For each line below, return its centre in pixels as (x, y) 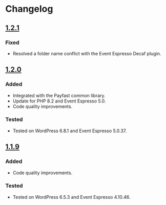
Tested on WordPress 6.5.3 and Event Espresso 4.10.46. (71, 197)
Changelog (29, 9)
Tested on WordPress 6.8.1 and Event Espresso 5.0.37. (70, 131)
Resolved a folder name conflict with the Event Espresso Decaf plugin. (87, 53)
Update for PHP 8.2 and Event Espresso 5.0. (59, 101)
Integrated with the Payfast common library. (59, 95)
